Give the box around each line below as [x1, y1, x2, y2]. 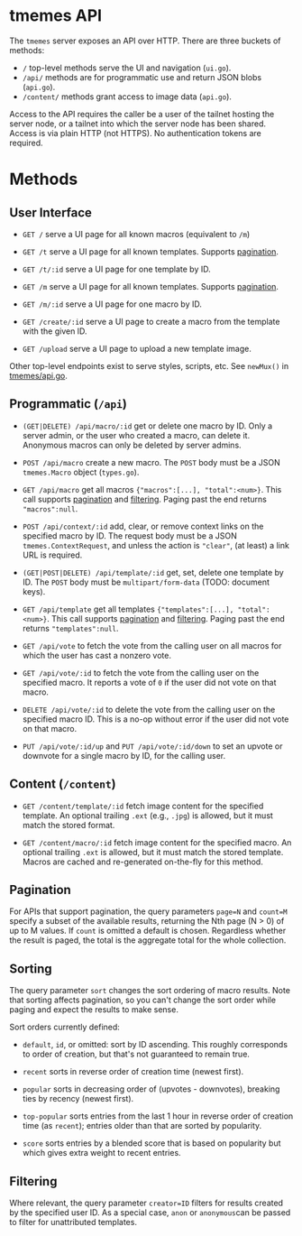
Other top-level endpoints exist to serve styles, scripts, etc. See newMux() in [9, 360, 289, 371]
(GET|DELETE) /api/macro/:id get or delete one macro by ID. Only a [22, 420, 273, 431]
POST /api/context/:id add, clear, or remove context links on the [22, 521, 264, 531]
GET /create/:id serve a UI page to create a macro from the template [22, 316, 280, 327]
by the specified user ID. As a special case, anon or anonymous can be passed [9, 1207, 291, 1218]
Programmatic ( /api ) [9, 396, 128, 411]
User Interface [9, 205, 93, 220]
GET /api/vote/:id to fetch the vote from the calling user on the [22, 667, 260, 678]
